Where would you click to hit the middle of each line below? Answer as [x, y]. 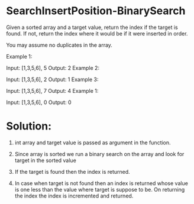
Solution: [29, 126]
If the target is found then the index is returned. [72, 171]
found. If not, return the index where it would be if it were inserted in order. [97, 33]
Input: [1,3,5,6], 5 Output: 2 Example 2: [53, 68]
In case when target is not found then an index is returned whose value [101, 183]
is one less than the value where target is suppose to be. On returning [100, 189]
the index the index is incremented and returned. [74, 196]
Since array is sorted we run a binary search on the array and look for [99, 154]
